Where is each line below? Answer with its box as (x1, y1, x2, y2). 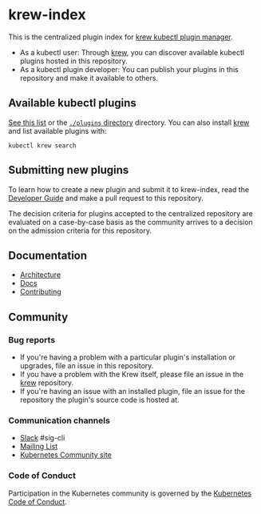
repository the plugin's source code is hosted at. (19, 395, 180, 405)
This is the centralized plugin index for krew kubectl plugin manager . (8, 32, 233, 42)
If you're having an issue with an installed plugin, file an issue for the (19, 387, 246, 396)
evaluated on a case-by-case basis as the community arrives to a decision (8, 217, 253, 227)
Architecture (19, 270, 61, 279)
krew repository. (19, 378, 74, 388)
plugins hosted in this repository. (19, 56, 128, 66)
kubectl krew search (8, 142, 77, 150)
